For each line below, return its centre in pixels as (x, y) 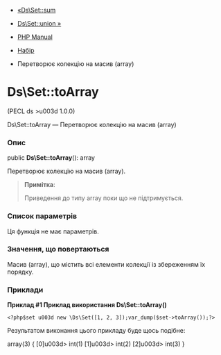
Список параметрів (42, 216)
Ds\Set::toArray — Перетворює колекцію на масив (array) (92, 124)
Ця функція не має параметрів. (53, 231)
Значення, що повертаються (58, 249)
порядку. (20, 272)
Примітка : (39, 185)
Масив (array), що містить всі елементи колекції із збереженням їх (106, 264)
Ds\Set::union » (39, 23)
